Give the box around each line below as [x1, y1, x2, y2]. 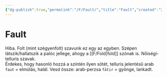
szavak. [19, 56, 36, 62]
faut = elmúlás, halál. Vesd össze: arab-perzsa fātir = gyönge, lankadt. [5, 66, 153, 72]
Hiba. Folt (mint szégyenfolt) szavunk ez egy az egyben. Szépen [5, 45, 138, 51]
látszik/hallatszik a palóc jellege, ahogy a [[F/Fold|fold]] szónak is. [5, 50, 140, 56]
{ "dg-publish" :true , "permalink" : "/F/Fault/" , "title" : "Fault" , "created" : [5, 7, 159, 12]
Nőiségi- [141, 50, 159, 56]
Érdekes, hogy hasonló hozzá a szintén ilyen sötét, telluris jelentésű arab [5, 61, 154, 67]
